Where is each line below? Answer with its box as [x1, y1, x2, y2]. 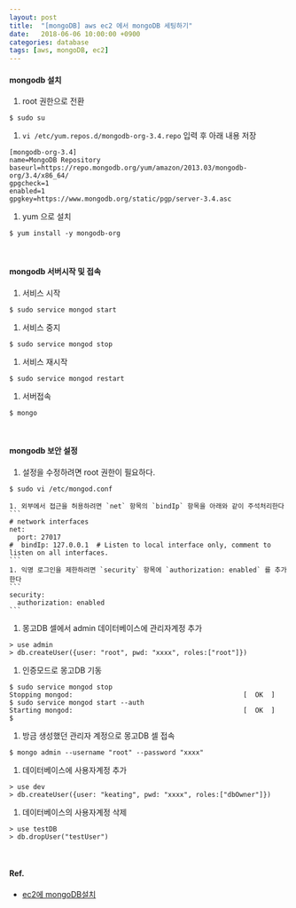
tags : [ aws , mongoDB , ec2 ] [9, 46, 109, 55]
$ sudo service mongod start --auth [9, 698, 144, 707]
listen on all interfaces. [9, 548, 109, 557]
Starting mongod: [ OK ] [9, 706, 276, 715]
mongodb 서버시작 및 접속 [9, 265, 102, 276]
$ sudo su [9, 114, 46, 122]
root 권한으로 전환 [21, 96, 85, 107]
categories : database [9, 37, 90, 47]
